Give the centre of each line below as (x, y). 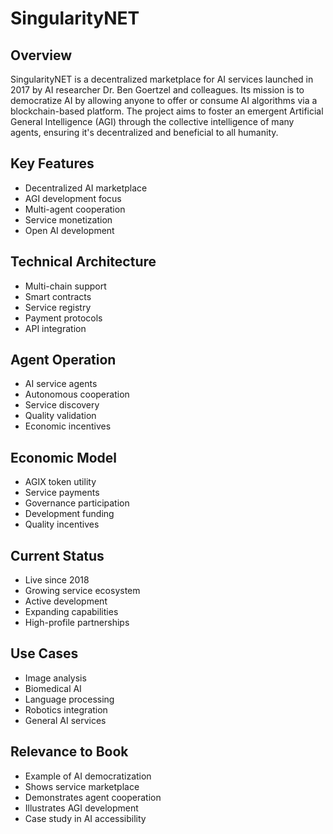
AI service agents (61, 384)
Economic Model (64, 457)
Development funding (69, 514)
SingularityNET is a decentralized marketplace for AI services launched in (162, 79)
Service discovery (62, 405)
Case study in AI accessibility (85, 818)
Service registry (58, 307)
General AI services (65, 720)
